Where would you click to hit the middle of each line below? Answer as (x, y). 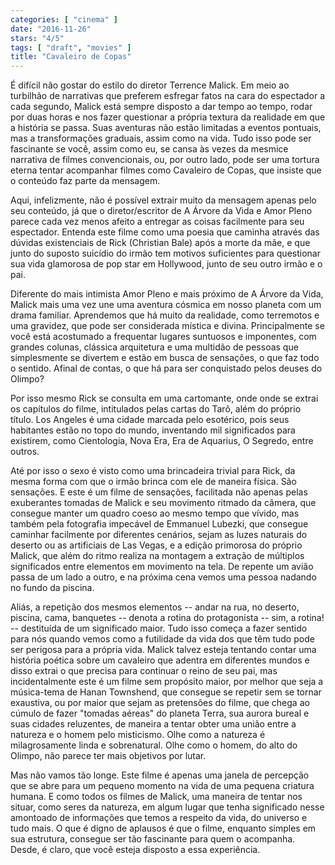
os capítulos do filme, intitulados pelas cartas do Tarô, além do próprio (156, 409)
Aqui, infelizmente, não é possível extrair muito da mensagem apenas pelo (163, 200)
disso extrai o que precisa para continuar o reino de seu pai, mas (144, 671)
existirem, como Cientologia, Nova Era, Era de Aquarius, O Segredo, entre (162, 441)
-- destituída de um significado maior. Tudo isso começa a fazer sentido (159, 628)
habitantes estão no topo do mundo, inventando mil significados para (153, 430)
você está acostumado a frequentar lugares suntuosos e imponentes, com (163, 337)
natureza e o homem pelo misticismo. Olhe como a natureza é (138, 735)
